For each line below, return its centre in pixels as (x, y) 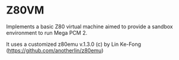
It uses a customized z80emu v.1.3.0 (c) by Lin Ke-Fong (73, 44)
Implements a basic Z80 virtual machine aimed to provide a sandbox (89, 26)
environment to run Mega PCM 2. (47, 32)
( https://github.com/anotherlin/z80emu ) (55, 50)
